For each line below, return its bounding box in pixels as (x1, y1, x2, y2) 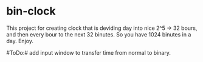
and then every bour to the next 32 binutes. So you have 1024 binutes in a (6, 30, 191, 38)
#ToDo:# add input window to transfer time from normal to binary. (6, 49, 171, 56)
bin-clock (6, 4, 56, 18)
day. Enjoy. (6, 37, 33, 44)
